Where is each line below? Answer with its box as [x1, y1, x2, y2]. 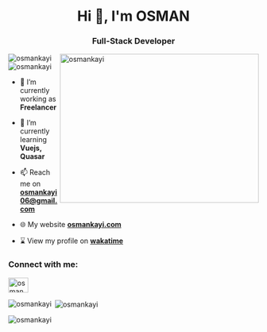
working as [19, 95, 57, 104]
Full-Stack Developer [91, 36, 176, 47]
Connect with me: [8, 259, 79, 270]
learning [19, 135, 48, 145]
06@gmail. [19, 196, 58, 206]
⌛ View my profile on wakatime [19, 236, 124, 245]
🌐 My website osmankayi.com [19, 220, 122, 230]
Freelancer [19, 102, 57, 112]
